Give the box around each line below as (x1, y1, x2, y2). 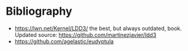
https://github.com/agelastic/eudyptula (14, 37, 114, 45)
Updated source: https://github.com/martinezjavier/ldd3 (14, 31, 157, 38)
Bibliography (6, 4, 72, 18)
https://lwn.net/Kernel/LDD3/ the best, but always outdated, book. (14, 25, 182, 32)
